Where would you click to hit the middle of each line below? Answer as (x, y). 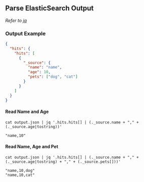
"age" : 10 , (39, 72)
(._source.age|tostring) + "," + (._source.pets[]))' (63, 162)
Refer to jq (16, 20)
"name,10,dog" (20, 170)
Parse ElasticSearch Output (50, 8)
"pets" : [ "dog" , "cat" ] (53, 77)
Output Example (26, 33)
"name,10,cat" (20, 175)
